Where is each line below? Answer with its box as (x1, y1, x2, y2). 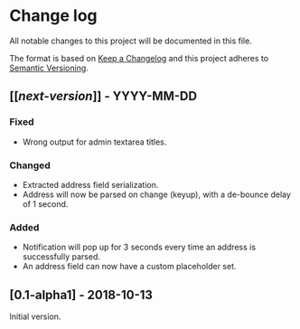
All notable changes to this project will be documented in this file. (9, 35, 253, 46)
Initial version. (9, 311, 61, 322)
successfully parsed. (22, 251, 101, 262)
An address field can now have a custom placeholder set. (22, 261, 237, 272)
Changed (9, 159, 52, 172)
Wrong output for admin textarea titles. (22, 136, 167, 147)
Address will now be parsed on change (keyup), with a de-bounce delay (22, 189, 292, 200)
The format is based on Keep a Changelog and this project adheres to (9, 52, 269, 63)
